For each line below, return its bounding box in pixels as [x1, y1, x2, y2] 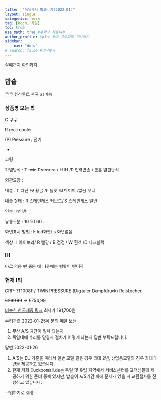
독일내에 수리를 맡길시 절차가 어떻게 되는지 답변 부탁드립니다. [12, 334, 128, 340]
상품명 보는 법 [5, 105, 35, 112]
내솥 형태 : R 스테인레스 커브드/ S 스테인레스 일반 [5, 198, 97, 204]
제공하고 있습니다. [21, 361, 55, 367]
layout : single [5, 12, 36, 17]
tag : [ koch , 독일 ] [5, 20, 40, 26]
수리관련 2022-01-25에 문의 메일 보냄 [5, 318, 77, 324]
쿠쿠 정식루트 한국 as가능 [5, 91, 52, 97]
